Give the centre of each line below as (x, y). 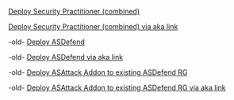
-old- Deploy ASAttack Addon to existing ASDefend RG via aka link (117, 87)
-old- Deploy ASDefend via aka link (66, 57)
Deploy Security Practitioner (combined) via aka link (93, 26)
